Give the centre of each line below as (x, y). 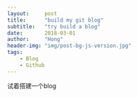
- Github (32, 65)
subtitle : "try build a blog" (54, 26)
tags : (15, 53)
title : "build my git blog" (55, 20)
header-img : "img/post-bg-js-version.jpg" (69, 46)
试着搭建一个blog (32, 86)
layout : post (32, 14)
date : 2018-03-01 (42, 33)
